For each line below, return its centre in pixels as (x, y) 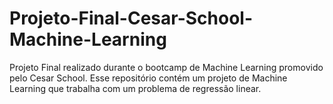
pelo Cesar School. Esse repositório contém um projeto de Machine (148, 78)
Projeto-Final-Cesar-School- (131, 18)
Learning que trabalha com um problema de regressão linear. (135, 88)
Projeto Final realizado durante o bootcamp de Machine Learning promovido (166, 67)
